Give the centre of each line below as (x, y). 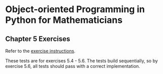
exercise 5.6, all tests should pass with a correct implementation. (73, 66)
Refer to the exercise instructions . (40, 51)
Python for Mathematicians (64, 20)
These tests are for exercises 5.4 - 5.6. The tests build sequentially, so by (81, 61)
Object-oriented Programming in (75, 9)
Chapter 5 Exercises (38, 39)
